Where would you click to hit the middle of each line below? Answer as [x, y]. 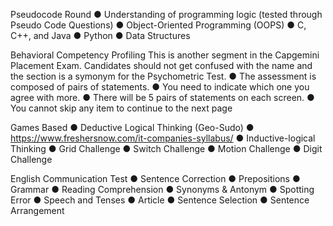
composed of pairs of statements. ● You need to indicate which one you [160, 87]
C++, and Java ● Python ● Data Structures [100, 35]
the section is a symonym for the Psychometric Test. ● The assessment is [163, 76]
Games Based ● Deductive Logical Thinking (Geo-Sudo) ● [132, 127]
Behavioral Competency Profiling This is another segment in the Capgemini [165, 55]
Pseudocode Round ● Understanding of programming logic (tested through [166, 14]
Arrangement [37, 210]
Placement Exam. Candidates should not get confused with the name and [161, 65]
